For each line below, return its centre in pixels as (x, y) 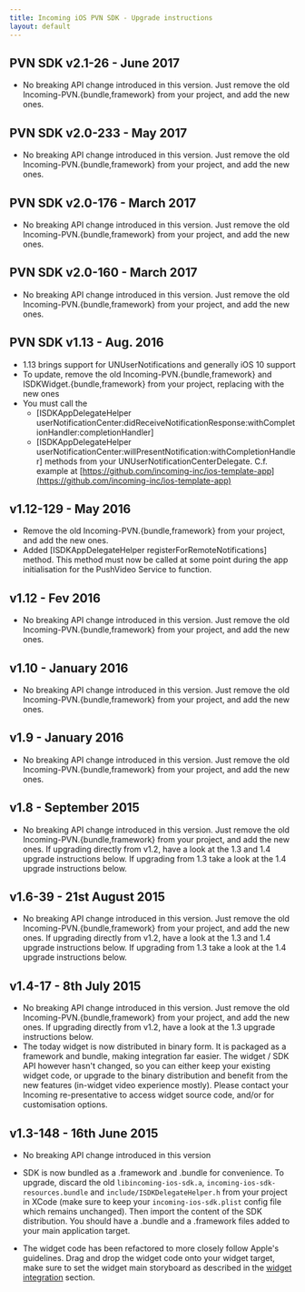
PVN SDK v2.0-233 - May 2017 (98, 133)
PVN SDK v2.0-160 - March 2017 (103, 273)
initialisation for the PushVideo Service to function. (117, 570)
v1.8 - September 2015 (74, 807)
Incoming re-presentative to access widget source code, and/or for (148, 1095)
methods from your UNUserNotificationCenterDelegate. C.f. (156, 461)
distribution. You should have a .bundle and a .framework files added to (156, 1221)
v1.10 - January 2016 (69, 668)
